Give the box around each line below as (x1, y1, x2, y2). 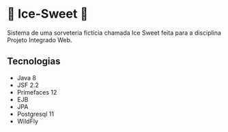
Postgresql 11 (16, 110, 55, 118)
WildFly (16, 117, 39, 125)
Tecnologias (7, 56, 61, 67)
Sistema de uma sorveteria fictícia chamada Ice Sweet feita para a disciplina (7, 29, 222, 37)
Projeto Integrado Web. (7, 35, 72, 44)
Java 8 (16, 73, 36, 82)
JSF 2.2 (16, 81, 40, 89)
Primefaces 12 (16, 88, 57, 96)
